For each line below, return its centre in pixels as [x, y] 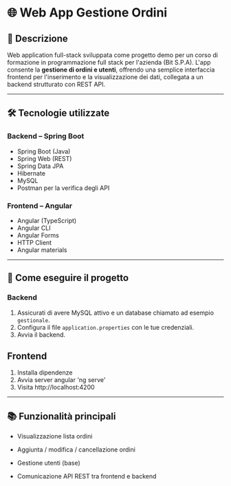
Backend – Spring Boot [46, 136]
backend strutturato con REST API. [56, 84]
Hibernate [31, 173]
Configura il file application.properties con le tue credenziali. [106, 327]
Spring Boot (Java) [44, 151]
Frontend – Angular [40, 206]
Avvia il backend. [41, 335]
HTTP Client [34, 242]
